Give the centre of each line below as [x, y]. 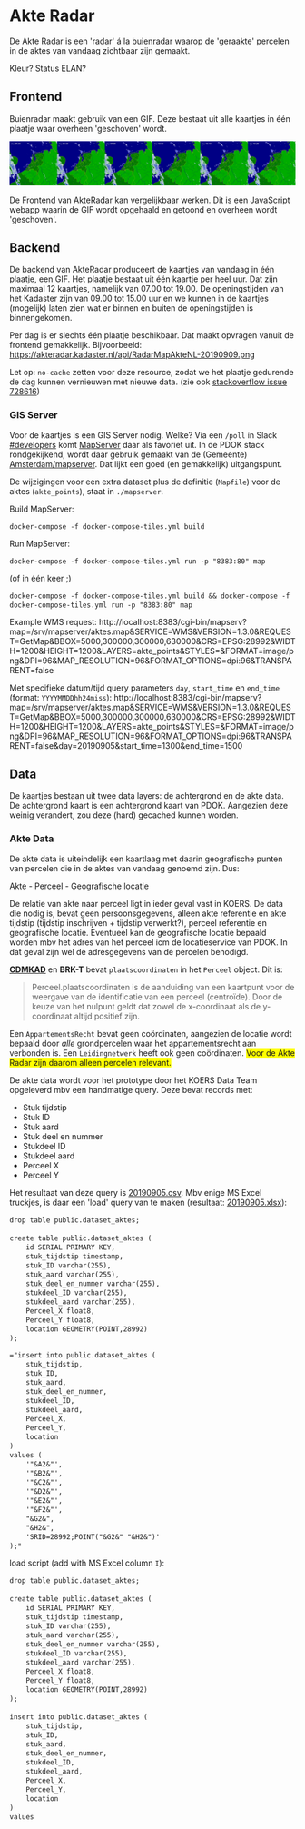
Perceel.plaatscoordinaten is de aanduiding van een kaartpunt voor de [163, 987]
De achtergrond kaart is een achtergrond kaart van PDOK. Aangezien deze [149, 806]
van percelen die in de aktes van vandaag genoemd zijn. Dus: [124, 868]
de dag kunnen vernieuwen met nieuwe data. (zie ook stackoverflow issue [148, 382]
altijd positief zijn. [107, 1016]
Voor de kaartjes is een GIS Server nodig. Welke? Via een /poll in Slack [143, 435]
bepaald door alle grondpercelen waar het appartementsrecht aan [133, 1043]
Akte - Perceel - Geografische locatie [79, 886]
